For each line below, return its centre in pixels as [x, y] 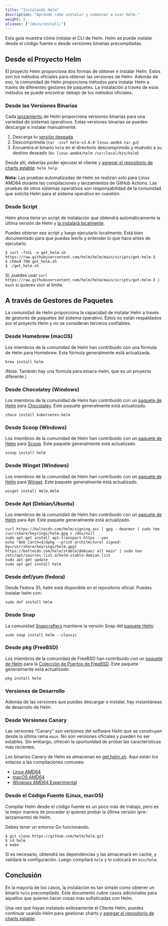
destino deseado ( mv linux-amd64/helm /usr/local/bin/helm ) [75, 153]
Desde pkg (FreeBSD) [32, 647]
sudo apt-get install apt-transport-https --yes [57, 538]
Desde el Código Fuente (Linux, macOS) [54, 796]
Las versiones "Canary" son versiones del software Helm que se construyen [84, 731]
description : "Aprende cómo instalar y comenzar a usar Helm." [72, 15]
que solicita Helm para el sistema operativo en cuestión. [63, 194]
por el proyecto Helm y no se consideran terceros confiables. [68, 323]
